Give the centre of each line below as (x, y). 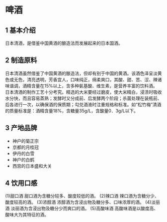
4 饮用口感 (21, 183)
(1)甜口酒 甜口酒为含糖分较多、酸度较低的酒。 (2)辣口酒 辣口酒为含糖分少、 (82, 196)
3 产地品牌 (21, 128)
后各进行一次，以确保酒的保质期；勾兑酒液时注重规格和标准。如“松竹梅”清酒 (83, 104)
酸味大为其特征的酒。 (27, 215)
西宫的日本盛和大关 (32, 166)
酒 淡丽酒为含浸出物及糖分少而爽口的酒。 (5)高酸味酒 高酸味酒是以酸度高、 (82, 209)
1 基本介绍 (21, 30)
